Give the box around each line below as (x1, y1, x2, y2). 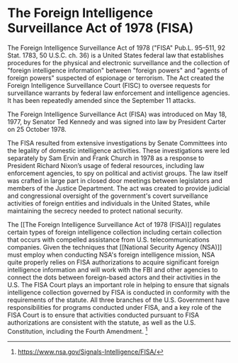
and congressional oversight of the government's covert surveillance (7, 191, 209, 200)
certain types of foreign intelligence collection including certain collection (7, 228, 222, 236)
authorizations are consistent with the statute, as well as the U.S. (7, 318, 196, 327)
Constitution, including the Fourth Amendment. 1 (7, 325, 148, 335)
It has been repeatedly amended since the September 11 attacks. (7, 96, 196, 104)
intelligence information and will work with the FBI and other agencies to (7, 265, 218, 274)
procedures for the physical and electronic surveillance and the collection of (7, 58, 230, 67)
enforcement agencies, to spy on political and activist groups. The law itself (7, 169, 228, 177)
